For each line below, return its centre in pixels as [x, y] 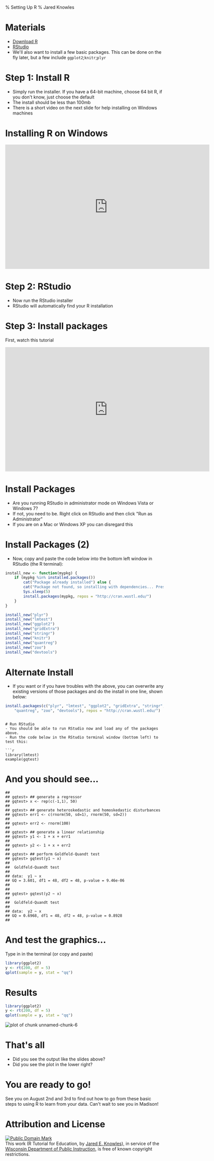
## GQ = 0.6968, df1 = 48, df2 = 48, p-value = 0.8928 [64, 916]
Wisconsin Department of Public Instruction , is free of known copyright [79, 1149]
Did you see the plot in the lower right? [52, 1065]
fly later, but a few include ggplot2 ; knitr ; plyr [59, 57]
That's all [25, 1045]
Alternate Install [39, 672]
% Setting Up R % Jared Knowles [40, 7]
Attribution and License [55, 1124]
